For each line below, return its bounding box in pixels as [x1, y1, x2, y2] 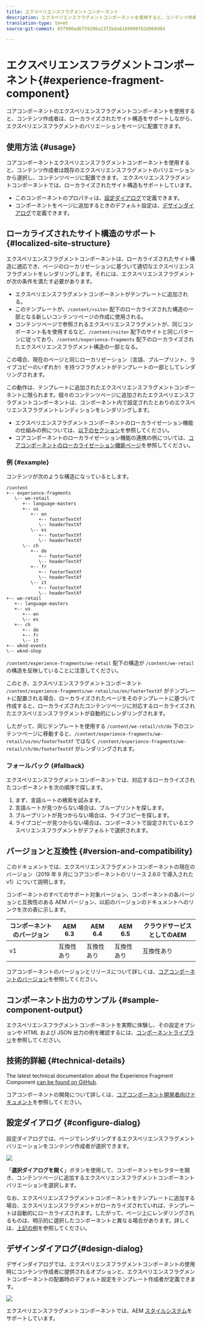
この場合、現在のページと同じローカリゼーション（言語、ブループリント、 [6, 356, 191, 363]
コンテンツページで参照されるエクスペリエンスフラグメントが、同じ [14, 320, 183, 328]
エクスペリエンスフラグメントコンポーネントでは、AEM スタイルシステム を [6, 1307, 192, 1314]
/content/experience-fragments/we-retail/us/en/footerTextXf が [6, 687, 170, 695]
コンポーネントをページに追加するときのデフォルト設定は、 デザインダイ [14, 202, 194, 209]
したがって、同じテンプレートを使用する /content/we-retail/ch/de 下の [6, 722, 184, 730]
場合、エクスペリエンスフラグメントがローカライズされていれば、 [6, 1201, 169, 1209]
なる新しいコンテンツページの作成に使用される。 [25, 313, 147, 320]
